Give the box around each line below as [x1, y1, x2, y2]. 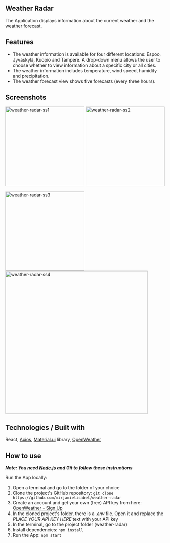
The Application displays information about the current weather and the [5, 17, 154, 23]
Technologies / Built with [5, 423, 85, 432]
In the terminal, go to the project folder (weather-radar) [12, 521, 127, 528]
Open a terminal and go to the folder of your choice [12, 485, 120, 491]
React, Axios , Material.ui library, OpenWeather [5, 437, 101, 443]
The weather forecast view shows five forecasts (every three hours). [12, 78, 156, 84]
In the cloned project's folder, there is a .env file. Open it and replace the [12, 510, 163, 517]
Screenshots [5, 93, 47, 102]
